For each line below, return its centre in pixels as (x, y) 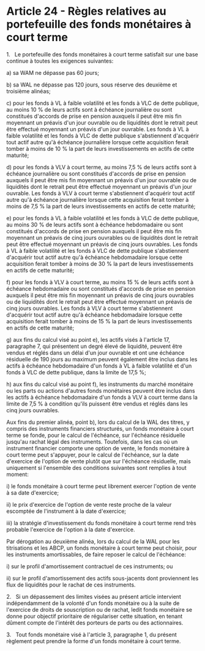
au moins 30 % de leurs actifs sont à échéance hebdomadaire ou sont (95, 225)
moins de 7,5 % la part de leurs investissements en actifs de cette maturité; (101, 206)
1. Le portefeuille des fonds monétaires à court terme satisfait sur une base (102, 54)
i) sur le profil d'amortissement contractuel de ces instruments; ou (90, 566)
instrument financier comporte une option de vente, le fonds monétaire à (98, 448)
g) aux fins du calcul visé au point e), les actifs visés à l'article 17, (88, 339)
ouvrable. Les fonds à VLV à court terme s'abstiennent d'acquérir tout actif (101, 193)
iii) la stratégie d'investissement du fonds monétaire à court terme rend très (102, 523)
